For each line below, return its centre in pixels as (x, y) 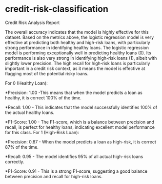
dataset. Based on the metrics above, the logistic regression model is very (80, 37)
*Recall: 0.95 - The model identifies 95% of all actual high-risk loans (74, 156)
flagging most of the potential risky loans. (47, 73)
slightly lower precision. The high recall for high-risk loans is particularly (78, 63)
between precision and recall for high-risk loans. (54, 176)
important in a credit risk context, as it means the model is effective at (75, 68)
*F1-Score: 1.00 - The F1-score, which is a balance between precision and (80, 122)
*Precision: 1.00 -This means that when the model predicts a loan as (74, 92)
